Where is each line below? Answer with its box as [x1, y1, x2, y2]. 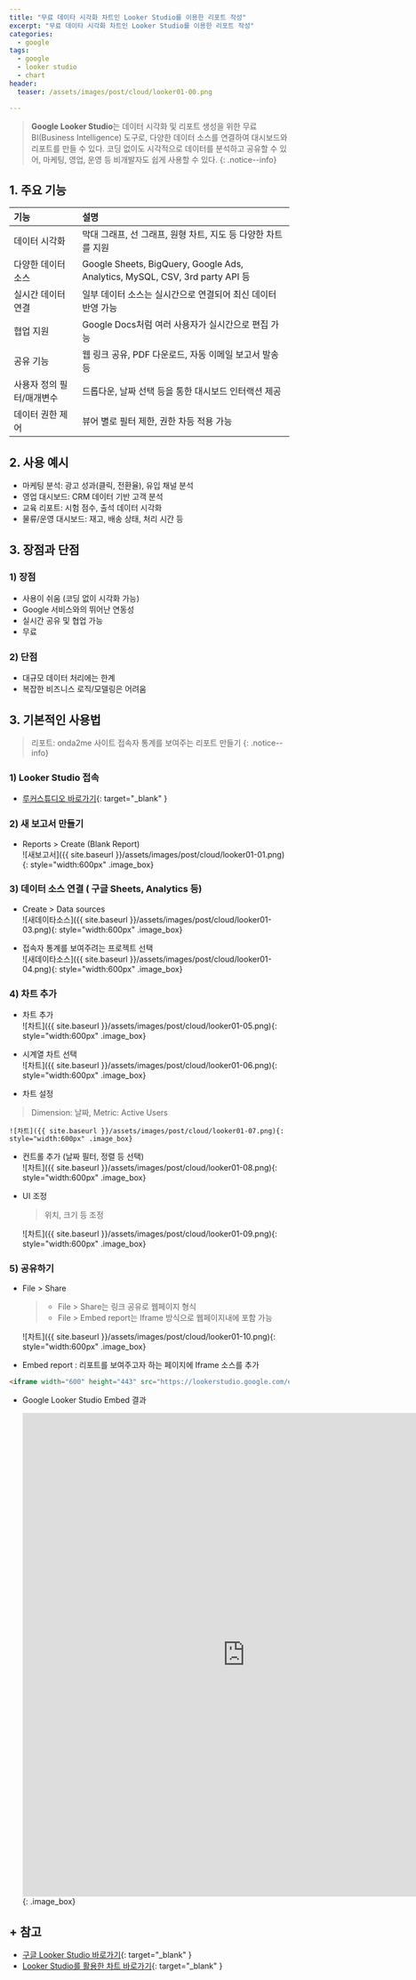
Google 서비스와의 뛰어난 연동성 [21, 604, 135, 615]
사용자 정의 [13, 379, 58, 391]
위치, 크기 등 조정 [44, 1210, 104, 1220]
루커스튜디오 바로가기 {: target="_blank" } [21, 793, 168, 804]
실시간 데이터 [13, 288, 66, 301]
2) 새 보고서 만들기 [9, 817, 84, 830]
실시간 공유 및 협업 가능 [21, 615, 104, 625]
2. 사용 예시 [9, 455, 69, 470]
